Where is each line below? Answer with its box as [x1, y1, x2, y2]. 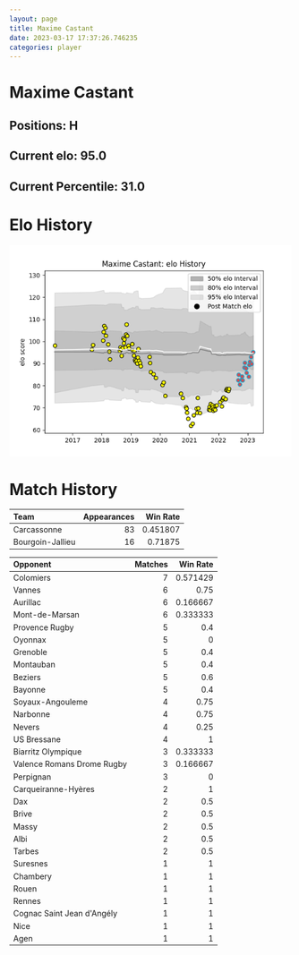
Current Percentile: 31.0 [9, 179, 146, 194]
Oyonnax [13, 634, 47, 644]
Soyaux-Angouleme [13, 696, 88, 707]
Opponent [13, 559, 52, 570]
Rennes [13, 896, 42, 907]
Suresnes [13, 858, 48, 869]
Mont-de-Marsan [13, 610, 81, 620]
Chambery [13, 871, 52, 882]
